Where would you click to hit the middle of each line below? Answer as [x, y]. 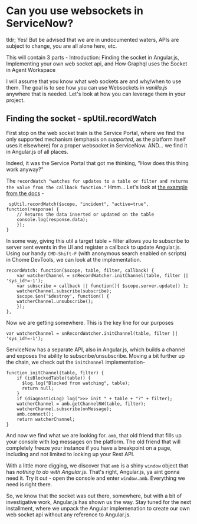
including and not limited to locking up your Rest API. [70, 454]
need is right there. [29, 484]
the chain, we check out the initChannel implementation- [76, 362]
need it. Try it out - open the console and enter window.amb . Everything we [96, 478]
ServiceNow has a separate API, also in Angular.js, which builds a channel [96, 350]
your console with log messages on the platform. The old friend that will [93, 441]
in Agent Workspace [31, 70]
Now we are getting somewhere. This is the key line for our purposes [90, 322]
